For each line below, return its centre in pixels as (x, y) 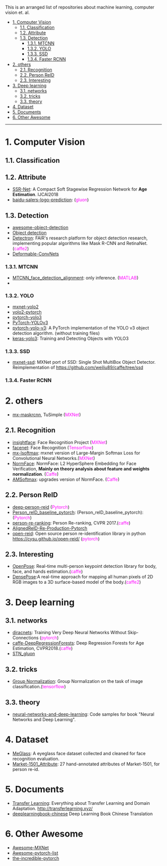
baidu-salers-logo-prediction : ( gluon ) (50, 200)
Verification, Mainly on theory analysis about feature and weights (81, 469)
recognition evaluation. (36, 758)
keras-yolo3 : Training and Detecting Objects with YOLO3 (71, 338)
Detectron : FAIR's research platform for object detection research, (80, 238)
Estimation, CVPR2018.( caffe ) (42, 649)
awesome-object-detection (40, 227)
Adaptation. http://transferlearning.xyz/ (52, 808)
